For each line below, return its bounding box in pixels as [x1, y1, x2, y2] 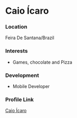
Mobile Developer [12, 83, 50, 90]
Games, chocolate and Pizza [12, 59, 72, 65]
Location [5, 23, 28, 31]
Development [5, 72, 40, 79]
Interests [5, 47, 28, 54]
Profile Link [5, 96, 34, 103]
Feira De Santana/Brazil [5, 35, 55, 41]
